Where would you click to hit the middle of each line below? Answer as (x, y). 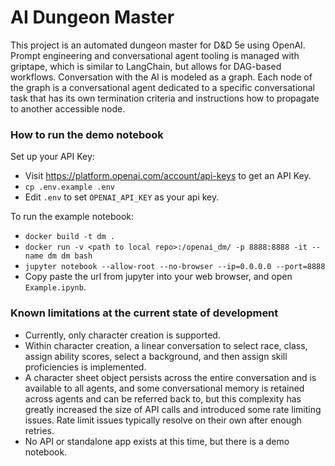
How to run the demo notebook (87, 134)
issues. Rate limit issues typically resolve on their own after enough (163, 420)
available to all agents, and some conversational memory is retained (164, 388)
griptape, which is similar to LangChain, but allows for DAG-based (146, 66)
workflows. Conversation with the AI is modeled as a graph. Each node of (161, 77)
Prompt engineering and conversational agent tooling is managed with (155, 55)
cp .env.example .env (69, 187)
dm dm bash (70, 256)
